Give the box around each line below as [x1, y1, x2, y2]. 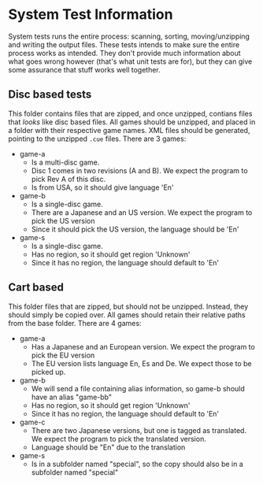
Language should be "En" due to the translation [31, 442, 186, 452]
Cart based [8, 281, 65, 294]
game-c [19, 417, 46, 427]
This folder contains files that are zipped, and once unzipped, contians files [8, 109, 253, 118]
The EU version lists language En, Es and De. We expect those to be [31, 358, 252, 368]
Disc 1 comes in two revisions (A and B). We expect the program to [31, 165, 248, 175]
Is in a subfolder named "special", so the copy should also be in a [31, 459, 244, 468]
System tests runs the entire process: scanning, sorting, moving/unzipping [8, 31, 250, 41]
